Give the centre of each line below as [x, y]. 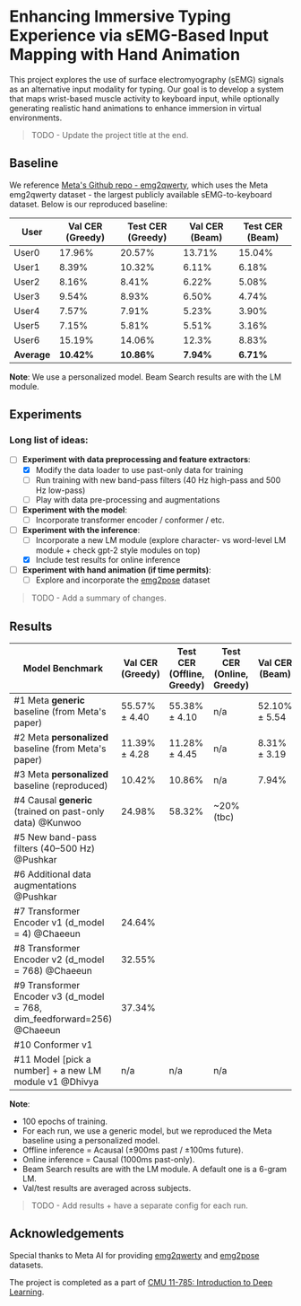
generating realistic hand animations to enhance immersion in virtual [135, 108]
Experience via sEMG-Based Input [139, 35]
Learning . [27, 1292]
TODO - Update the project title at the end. [110, 135]
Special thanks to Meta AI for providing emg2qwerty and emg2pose [134, 1255]
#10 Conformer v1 [53, 1045]
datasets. [26, 1265]
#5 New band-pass [55, 837]
